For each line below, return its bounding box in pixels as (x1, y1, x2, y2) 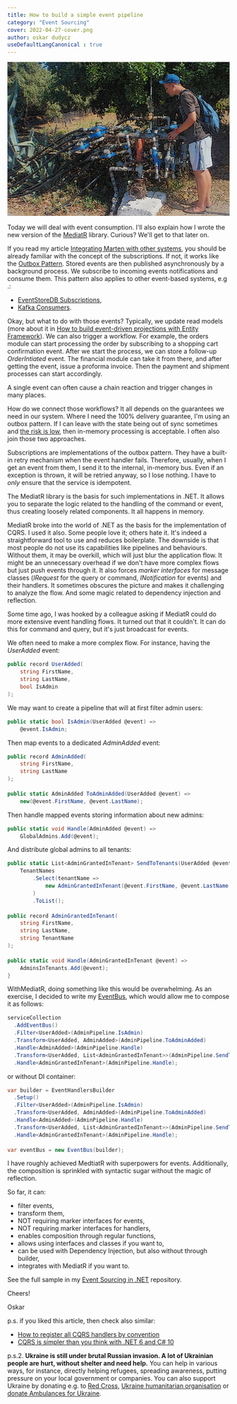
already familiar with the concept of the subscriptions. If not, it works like (7, 252, 219, 261)
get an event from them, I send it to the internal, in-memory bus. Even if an (7, 464, 224, 472)
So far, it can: (7, 1188, 46, 1197)
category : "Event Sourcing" (7, 18, 90, 26)
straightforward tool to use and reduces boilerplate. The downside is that (7, 536, 219, 544)
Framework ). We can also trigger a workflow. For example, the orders (7, 332, 209, 341)
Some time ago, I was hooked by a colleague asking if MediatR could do (7, 610, 217, 619)
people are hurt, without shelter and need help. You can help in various (7, 1359, 218, 1368)
